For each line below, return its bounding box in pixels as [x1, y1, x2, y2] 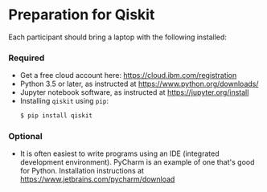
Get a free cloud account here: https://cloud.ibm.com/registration [19, 71, 237, 80]
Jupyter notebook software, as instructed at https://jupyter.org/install [19, 88, 249, 97]
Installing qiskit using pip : [19, 96, 109, 106]
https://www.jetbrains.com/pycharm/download [19, 174, 175, 184]
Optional [8, 131, 43, 142]
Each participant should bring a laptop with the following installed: [8, 32, 228, 42]
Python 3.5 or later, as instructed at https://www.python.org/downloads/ [19, 79, 259, 89]
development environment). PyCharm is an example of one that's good [19, 157, 255, 167]
